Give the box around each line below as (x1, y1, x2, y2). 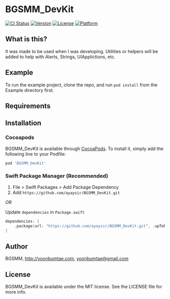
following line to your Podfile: (5, 151, 66, 157)
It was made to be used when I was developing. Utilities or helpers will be (5, 48, 158, 54)
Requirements (5, 102, 51, 110)
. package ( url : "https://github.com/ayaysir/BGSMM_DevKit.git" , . (14, 223, 155, 228)
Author (5, 242, 28, 251)
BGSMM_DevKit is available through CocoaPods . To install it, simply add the (5, 145, 163, 152)
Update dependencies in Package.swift (5, 209, 85, 215)
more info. (5, 289, 27, 295)
